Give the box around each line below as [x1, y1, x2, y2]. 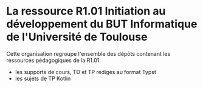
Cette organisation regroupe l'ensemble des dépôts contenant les [6, 50, 171, 57]
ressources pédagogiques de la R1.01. [6, 56, 101, 64]
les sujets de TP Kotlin [15, 75, 71, 82]
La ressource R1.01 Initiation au [6, 4, 166, 18]
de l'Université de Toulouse [6, 30, 148, 44]
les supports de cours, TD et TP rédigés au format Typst [15, 68, 156, 75]
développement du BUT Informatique [6, 17, 198, 31]
